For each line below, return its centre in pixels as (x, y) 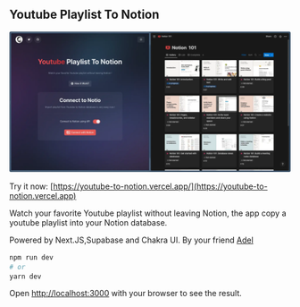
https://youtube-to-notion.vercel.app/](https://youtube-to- (160, 186)
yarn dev (25, 277)
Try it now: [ (31, 186)
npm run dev (31, 257)
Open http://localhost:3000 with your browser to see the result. (126, 294)
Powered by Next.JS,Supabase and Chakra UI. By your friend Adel (132, 240)
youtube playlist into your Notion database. (88, 222)
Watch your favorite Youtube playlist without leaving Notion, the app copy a (148, 213)
